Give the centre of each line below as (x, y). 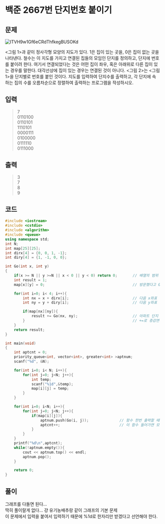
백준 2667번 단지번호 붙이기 (58, 10)
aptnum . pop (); (37, 457)
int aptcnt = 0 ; (31, 352)
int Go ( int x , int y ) (27, 266)
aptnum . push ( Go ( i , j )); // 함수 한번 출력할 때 (100, 420)
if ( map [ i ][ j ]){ (47, 415)
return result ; (29, 330)
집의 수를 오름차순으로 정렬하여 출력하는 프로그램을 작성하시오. (74, 83)
